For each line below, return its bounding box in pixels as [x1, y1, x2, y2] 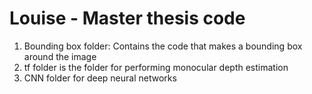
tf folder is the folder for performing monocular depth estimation [23, 61, 289, 73]
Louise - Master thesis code [9, 7, 246, 30]
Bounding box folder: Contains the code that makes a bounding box [23, 40, 303, 52]
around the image [23, 50, 97, 62]
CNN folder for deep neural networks [23, 72, 177, 84]
